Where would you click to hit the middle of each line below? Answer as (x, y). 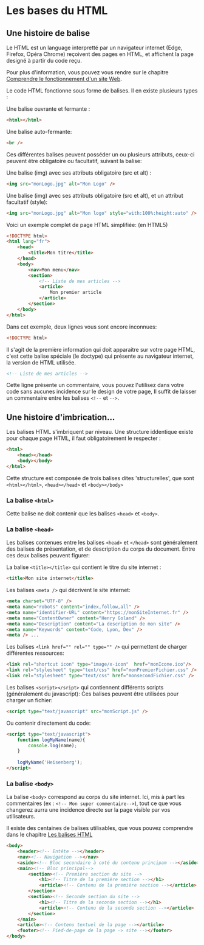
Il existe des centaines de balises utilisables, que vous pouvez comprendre (100, 828)
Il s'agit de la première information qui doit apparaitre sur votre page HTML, (101, 349)
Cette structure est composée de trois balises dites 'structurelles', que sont (100, 478)
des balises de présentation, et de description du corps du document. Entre (101, 549)
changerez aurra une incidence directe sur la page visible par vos (88, 810)
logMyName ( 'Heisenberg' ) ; (50, 762)
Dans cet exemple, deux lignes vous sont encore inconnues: (82, 327)
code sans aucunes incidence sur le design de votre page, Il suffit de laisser (101, 392)
